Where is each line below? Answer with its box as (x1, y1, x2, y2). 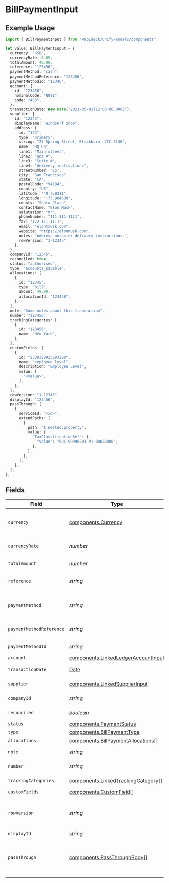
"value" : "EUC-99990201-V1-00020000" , (37, 439, 118, 444)
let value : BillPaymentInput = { (5, 46, 75, 51)
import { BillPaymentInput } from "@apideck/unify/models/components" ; (5, 37, 158, 42)
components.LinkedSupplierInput (69, 681, 148, 688)
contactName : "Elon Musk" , (18, 205, 75, 210)
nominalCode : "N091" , (14, 93, 59, 98)
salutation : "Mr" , (18, 210, 57, 215)
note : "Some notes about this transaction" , (10, 308, 105, 313)
